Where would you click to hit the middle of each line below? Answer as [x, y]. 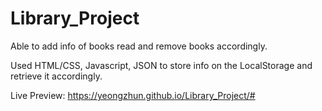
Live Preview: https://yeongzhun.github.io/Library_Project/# [133, 95]
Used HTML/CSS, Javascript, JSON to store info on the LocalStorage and [161, 65]
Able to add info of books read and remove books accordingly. [139, 46]
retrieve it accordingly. [56, 76]
